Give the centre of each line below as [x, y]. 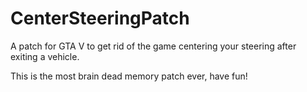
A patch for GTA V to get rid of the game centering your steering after [153, 46]
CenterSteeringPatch [100, 18]
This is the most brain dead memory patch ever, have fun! [129, 76]
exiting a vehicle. [45, 56]
